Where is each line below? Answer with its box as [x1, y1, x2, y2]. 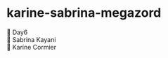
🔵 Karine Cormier [6, 43, 57, 51]
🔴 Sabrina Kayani [6, 35, 56, 43]
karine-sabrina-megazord [6, 5, 162, 21]
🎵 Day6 [6, 28, 28, 36]
